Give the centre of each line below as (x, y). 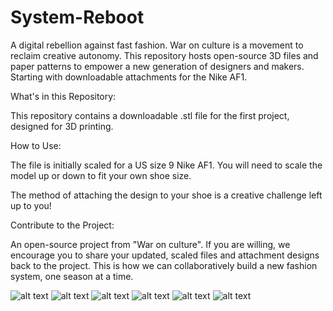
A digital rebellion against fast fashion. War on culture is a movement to (157, 45)
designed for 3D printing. (62, 126)
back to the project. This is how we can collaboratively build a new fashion (164, 265)
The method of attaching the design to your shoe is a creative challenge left (166, 195)
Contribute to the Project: (62, 225)
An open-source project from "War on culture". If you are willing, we (150, 244)
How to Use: (36, 145)
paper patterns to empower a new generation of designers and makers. (157, 66)
